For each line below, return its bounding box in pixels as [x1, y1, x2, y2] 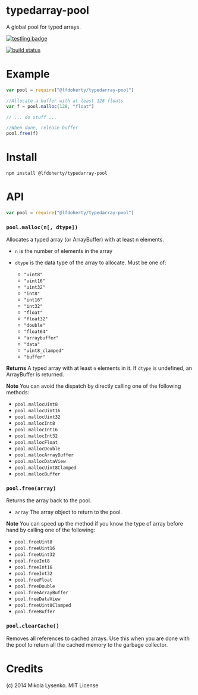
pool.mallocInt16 [14, 427, 58, 433]
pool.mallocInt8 [14, 421, 55, 427]
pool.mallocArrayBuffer [14, 452, 74, 458]
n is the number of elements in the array [14, 248, 113, 255]
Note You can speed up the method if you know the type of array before [6, 520, 183, 527]
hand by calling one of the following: [6, 526, 96, 534]
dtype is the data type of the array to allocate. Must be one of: [14, 259, 166, 266]
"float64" [23, 329, 49, 335]
